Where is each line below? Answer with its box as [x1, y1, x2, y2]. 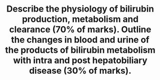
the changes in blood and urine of [11, 34, 150, 46]
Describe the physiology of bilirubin [6, 3, 154, 15]
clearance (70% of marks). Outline [9, 24, 152, 35]
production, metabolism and [22, 14, 139, 25]
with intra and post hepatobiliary [13, 55, 148, 66]
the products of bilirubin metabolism [5, 45, 156, 56]
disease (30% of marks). [29, 65, 132, 76]
